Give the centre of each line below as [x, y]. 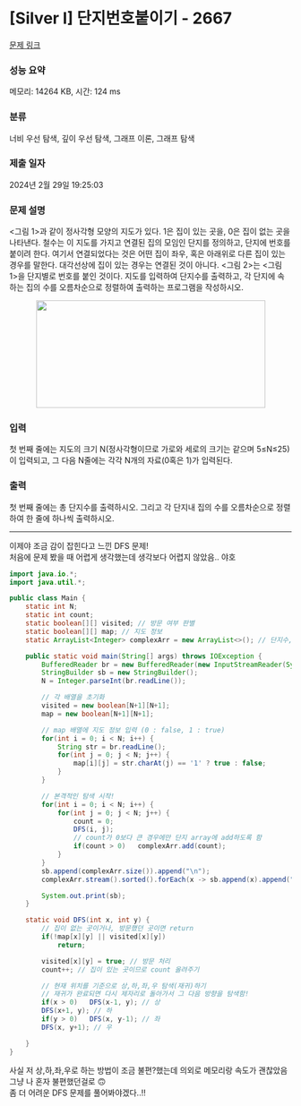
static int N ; [52, 607]
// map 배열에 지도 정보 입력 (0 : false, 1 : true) [133, 730]
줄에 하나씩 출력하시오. [75, 518]
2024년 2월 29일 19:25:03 [56, 184]
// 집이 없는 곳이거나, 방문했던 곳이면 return [118, 929]
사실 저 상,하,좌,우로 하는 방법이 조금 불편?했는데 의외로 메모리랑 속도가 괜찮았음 [149, 1070]
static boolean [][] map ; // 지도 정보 [94, 631]
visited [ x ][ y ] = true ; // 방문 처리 [106, 961]
